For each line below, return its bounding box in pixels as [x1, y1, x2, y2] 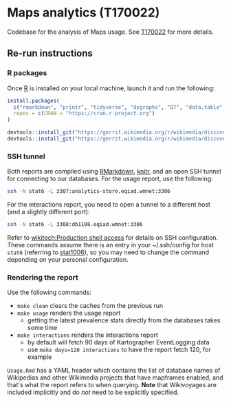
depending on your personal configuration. [7, 255, 129, 263]
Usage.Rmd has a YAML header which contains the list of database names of [7, 366, 221, 375]
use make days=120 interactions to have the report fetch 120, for [27, 346, 211, 354]
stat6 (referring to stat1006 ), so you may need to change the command [7, 248, 210, 256]
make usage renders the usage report [16, 309, 121, 318]
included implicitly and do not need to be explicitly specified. [7, 388, 179, 397]
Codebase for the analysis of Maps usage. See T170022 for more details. [7, 28, 214, 36]
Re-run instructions [7, 48, 93, 59]
